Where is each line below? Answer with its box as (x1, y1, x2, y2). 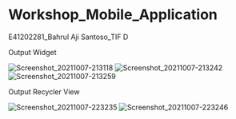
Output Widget (8, 47, 58, 57)
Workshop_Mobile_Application (8, 6, 218, 24)
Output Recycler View (8, 86, 80, 97)
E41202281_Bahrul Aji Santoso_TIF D (8, 32, 129, 42)
